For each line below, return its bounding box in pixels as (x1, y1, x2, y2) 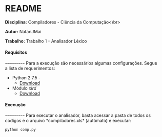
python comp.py (5, 127, 36, 132)
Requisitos (5, 49, 27, 55)
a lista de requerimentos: (5, 66, 55, 71)
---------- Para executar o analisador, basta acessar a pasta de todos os (5, 113, 151, 118)
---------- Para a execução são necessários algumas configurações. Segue (5, 60, 158, 66)
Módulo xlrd (12, 85, 37, 91)
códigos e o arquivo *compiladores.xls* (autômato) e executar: (5, 118, 132, 124)
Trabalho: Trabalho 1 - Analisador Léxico (5, 38, 87, 44)
